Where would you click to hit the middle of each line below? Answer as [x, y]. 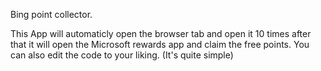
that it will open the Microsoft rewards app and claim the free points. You [160, 44]
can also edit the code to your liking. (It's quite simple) [122, 55]
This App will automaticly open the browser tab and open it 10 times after [161, 33]
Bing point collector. [51, 14]
